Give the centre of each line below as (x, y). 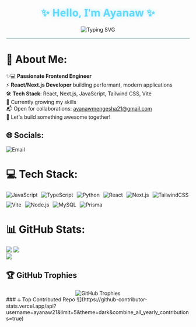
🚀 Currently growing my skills (41, 102)
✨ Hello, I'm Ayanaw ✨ (98, 13)
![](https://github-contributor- (112, 300)
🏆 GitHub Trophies (42, 275)
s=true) (15, 319)
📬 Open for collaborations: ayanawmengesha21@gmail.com (79, 108)
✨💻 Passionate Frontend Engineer (49, 76)
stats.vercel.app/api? (31, 306)
